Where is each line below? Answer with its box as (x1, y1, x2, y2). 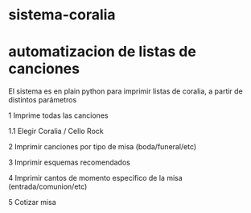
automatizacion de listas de (8, 43, 197, 61)
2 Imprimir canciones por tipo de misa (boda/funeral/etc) (8, 142, 197, 152)
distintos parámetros (8, 95, 77, 105)
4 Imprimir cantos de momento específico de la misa (8, 173, 183, 183)
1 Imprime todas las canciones (8, 111, 109, 120)
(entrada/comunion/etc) (8, 182, 88, 191)
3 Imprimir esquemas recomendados (8, 157, 130, 167)
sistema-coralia (8, 6, 116, 24)
